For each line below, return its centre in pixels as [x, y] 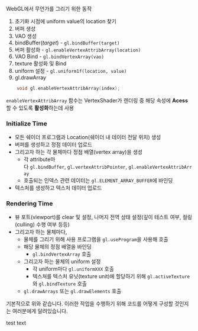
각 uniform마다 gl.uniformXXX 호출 [73, 269]
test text [16, 323]
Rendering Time [30, 204]
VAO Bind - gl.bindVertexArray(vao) [59, 56]
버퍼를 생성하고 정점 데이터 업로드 [53, 144]
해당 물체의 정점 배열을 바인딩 [57, 247]
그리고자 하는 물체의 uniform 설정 [62, 262]
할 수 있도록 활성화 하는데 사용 [40, 108]
